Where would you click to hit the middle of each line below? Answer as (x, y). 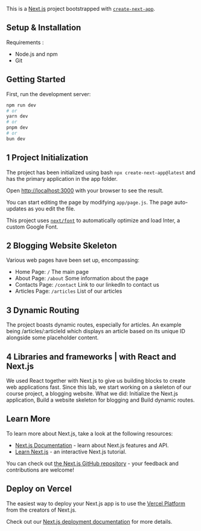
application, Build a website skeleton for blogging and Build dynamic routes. (101, 400)
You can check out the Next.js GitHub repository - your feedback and (93, 463)
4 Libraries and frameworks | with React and (91, 357)
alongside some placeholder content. (53, 337)
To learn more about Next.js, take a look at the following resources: (90, 433)
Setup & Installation (44, 28)
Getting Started (36, 80)
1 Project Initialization (47, 158)
